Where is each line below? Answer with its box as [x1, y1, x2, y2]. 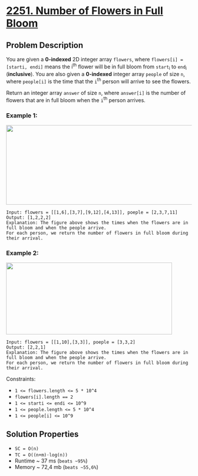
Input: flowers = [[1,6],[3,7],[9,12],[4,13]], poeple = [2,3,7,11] [6, 209, 178, 216]
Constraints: [6, 376, 36, 383]
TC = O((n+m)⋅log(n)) [14, 452, 68, 458]
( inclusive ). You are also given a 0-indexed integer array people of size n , [6, 71, 185, 78]
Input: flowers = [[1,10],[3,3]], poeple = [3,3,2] [6, 339, 136, 346]
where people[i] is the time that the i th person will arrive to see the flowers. [6, 77, 192, 85]
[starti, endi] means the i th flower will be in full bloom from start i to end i [6, 62, 187, 71]
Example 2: [6, 249, 39, 257]
